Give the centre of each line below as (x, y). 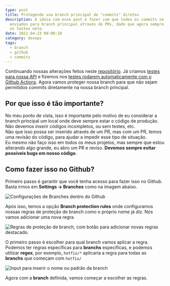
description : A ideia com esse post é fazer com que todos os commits (81, 19)
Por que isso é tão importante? (54, 104)
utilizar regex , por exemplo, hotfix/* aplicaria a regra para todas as (76, 253)
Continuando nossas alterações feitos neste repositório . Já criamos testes (83, 71)
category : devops (24, 38)
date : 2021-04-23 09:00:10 (34, 33)
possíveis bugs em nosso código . (41, 153)
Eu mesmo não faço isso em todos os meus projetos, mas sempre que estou (85, 143)
